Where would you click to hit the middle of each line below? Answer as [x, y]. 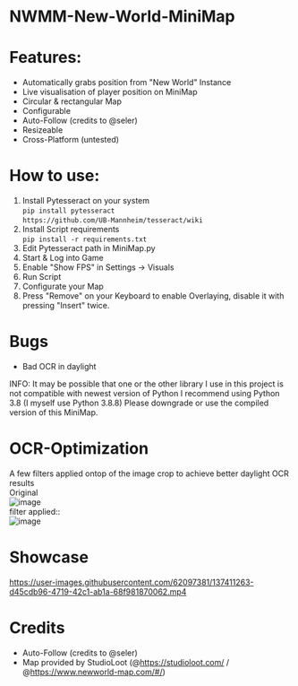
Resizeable [43, 130]
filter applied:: [35, 511]
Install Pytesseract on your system [86, 201]
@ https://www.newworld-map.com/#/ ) [94, 672]
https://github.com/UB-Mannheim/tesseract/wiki [112, 221]
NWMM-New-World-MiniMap [122, 17]
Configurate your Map [63, 287]
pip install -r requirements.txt [85, 239]
